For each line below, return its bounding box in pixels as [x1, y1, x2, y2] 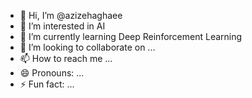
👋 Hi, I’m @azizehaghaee [19, 10, 123, 21]
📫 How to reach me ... [19, 53, 113, 64]
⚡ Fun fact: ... [19, 78, 75, 90]
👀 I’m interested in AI [19, 20, 106, 32]
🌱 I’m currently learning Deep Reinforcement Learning [19, 31, 243, 42]
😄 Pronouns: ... [19, 67, 85, 79]
